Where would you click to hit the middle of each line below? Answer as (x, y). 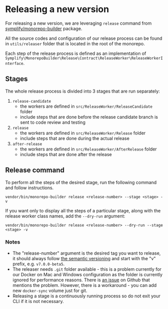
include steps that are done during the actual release (75, 138)
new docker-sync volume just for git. (50, 290)
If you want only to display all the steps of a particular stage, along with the (83, 210)
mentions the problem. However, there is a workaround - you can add (85, 285)
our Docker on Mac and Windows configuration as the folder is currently (87, 274)
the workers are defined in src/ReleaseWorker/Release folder (83, 133)
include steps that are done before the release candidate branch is (89, 117)
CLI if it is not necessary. (38, 301)
